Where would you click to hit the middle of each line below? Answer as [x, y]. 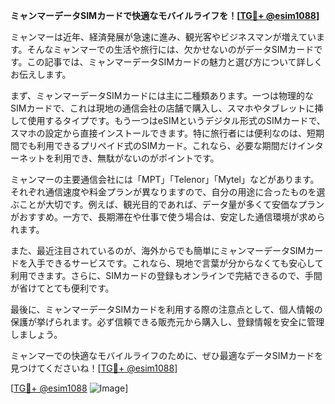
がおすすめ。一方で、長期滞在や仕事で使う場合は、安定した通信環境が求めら [168, 217]
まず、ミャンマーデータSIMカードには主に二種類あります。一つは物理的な [162, 95]
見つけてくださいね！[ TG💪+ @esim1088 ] [94, 368]
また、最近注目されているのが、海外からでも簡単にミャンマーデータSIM [158, 250]
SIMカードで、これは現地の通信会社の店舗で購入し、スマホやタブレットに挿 [167, 108]
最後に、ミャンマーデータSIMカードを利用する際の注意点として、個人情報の [166, 309]
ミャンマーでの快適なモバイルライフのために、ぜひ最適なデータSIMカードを [167, 355]
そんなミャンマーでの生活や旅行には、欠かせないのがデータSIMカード [170, 49]
